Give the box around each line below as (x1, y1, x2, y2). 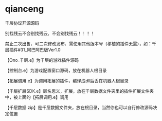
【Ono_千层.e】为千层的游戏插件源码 (5, 57, 79, 63)
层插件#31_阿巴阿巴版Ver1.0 (5, 47, 61, 52)
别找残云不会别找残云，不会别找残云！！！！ (5, 30, 95, 36)
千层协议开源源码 (5, 20, 39, 26)
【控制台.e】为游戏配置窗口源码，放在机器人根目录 (5, 67, 107, 73)
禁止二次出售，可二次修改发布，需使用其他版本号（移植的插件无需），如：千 (5, 40, 157, 47)
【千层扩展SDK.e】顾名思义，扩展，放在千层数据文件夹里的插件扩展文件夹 (5, 88, 154, 94)
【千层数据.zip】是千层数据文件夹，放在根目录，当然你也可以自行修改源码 (5, 104, 153, 110)
